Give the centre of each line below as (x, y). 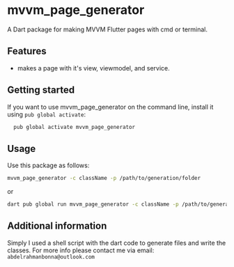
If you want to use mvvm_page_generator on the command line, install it (110, 107)
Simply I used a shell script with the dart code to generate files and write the (117, 243)
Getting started (41, 90)
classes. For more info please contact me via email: (81, 250)
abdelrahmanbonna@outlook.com (51, 257)
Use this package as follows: (48, 165)
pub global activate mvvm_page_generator (75, 127)
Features (27, 51)
